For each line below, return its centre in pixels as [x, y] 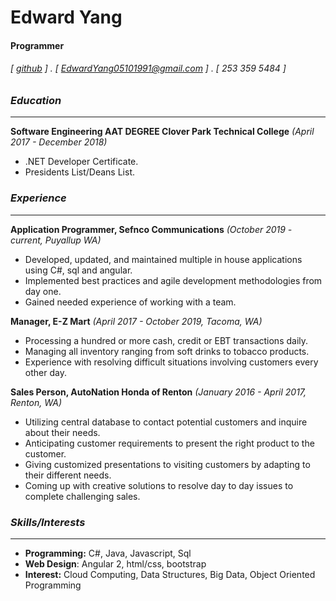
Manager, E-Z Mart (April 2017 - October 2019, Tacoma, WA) [136, 321]
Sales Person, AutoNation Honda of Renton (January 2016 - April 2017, [158, 392]
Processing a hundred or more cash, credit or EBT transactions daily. [166, 340]
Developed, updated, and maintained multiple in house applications [163, 259]
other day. [45, 372]
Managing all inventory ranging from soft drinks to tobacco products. [167, 351]
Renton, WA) [36, 402]
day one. [43, 291]
